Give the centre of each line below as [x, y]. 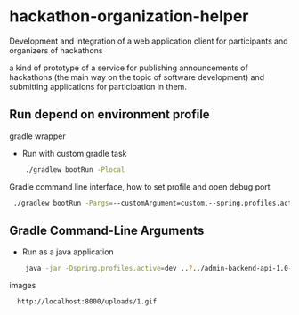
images [23, 286]
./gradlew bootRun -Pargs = [63, 203]
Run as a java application [68, 252]
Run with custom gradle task [74, 153]
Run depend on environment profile [110, 114]
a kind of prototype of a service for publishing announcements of [129, 68]
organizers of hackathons [56, 50]
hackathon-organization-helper [129, 16]
